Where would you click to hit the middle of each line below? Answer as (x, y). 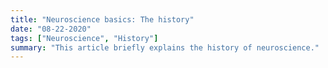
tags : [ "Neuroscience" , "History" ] (84, 38)
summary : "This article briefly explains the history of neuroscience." (165, 47)
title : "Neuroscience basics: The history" (102, 19)
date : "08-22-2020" (51, 29)
